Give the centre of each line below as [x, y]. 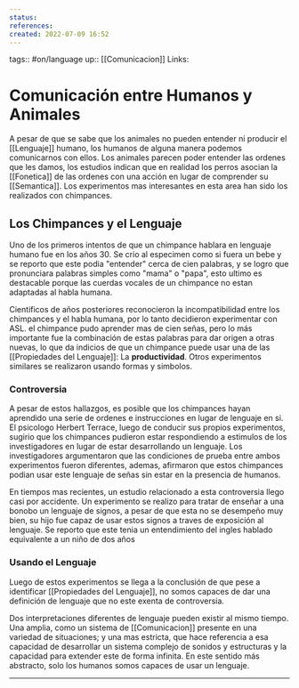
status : [24, 17]
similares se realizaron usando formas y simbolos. [101, 367]
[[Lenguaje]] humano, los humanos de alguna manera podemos [126, 149]
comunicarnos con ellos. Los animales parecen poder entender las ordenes [148, 158]
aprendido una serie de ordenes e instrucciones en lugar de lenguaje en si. [146, 418]
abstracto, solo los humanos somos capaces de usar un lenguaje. [129, 665]
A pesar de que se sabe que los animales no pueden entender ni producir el [148, 139]
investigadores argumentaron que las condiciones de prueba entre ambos [145, 456]
